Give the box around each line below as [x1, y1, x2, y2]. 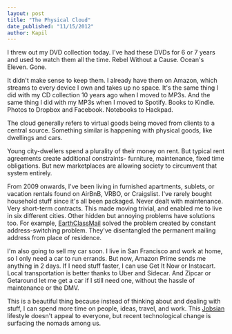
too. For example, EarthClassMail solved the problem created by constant [7, 219, 216, 228]
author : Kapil [7, 29, 48, 37]
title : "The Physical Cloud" [7, 17, 91, 23]
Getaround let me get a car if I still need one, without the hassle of [7, 277, 195, 285]
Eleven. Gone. [7, 63, 47, 71]
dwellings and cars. [7, 134, 63, 142]
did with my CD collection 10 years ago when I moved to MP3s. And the [7, 91, 211, 99]
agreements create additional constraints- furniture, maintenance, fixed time [7, 155, 224, 163]
